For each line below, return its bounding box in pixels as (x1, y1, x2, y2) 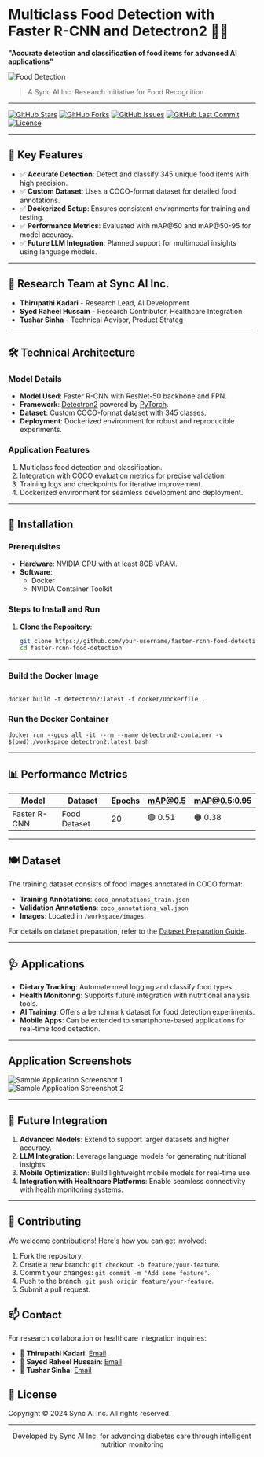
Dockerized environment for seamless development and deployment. (19, 487, 244, 497)
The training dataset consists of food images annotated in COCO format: (8, 879, 243, 889)
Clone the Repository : (19, 622, 93, 631)
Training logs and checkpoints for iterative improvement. (19, 479, 203, 489)
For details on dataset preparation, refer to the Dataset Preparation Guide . (8, 926, 247, 936)
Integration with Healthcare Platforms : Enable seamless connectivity (19, 1176, 246, 1185)
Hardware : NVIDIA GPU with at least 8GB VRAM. (19, 559, 178, 568)
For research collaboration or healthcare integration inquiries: (8, 1333, 207, 1343)
